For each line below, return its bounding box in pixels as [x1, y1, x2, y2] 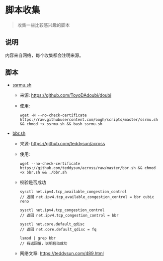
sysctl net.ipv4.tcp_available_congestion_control [19, 189, 127, 194]
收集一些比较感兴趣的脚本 [17, 22, 70, 28]
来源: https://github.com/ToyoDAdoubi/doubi [19, 92, 112, 98]
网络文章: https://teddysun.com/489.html [19, 250, 104, 256]
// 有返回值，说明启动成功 [19, 241, 68, 246]
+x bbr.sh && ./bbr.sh [19, 170, 67, 175]
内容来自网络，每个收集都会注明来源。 [5, 52, 83, 58]
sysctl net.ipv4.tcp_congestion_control [19, 208, 105, 213]
